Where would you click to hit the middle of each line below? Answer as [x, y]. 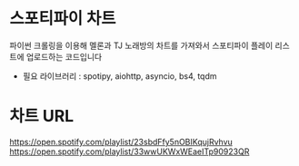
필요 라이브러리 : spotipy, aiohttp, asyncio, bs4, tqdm [120, 76]
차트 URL [42, 117]
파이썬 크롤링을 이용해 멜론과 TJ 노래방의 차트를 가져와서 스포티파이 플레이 [141, 45]
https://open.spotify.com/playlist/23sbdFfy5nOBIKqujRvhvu [121, 142]
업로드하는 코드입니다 [64, 56]
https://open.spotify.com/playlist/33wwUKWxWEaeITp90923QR [130, 151]
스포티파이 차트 [63, 19]
